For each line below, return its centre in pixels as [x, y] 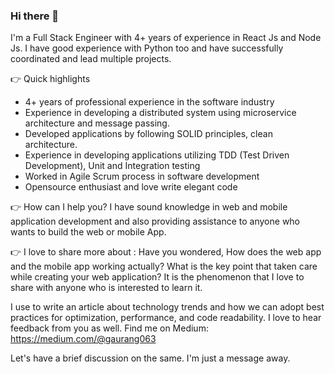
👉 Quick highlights [50, 79]
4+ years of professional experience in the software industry [149, 102]
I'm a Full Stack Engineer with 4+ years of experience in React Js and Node [166, 38]
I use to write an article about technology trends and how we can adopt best [167, 307]
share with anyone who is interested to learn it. [106, 288]
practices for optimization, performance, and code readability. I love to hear [166, 318]
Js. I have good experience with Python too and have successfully [147, 48]
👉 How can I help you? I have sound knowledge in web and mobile [149, 207]
